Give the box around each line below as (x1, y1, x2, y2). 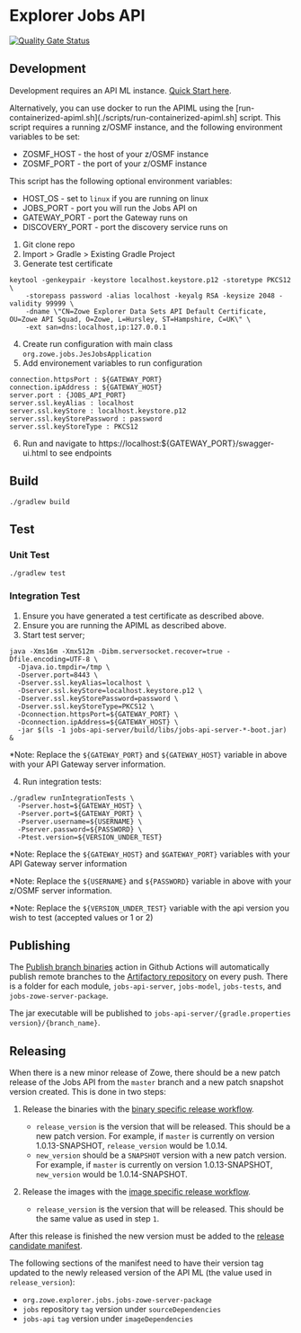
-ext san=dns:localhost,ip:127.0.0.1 (25, 323, 167, 332)
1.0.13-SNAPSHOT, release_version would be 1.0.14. (35, 1141, 228, 1151)
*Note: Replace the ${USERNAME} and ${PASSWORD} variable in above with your (9, 875, 292, 886)
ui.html (22, 447, 49, 458)
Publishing (9, 938, 71, 953)
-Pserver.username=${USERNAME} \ (17, 817, 143, 826)
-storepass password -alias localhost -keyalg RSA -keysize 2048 (25, 291, 276, 300)
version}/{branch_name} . (9, 1018, 101, 1028)
